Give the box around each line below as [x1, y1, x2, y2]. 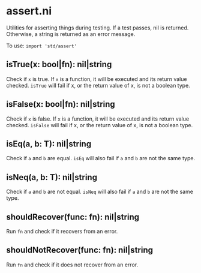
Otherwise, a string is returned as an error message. [6, 30, 136, 37]
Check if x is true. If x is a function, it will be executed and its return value [6, 75, 187, 82]
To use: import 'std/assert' [6, 42, 77, 49]
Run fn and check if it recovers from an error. [6, 228, 118, 235]
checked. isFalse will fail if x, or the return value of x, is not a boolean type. [6, 121, 193, 128]
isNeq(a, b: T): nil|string [6, 172, 98, 182]
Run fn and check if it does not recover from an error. [6, 261, 139, 268]
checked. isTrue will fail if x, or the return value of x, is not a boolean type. [6, 82, 190, 89]
